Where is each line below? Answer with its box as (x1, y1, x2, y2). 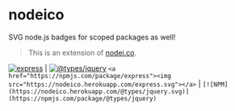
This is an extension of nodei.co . (27, 47, 137, 57)
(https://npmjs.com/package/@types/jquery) (8, 94, 157, 102)
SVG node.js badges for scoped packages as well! (8, 32, 176, 42)
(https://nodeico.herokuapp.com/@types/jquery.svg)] (8, 87, 190, 96)
